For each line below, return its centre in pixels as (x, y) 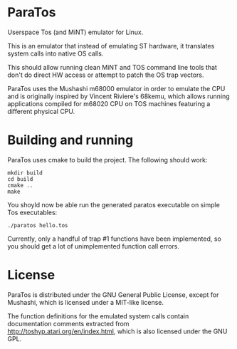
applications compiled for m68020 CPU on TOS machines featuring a (109, 103)
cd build (20, 179)
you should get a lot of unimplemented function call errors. (94, 246)
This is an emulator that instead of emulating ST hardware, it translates (111, 46)
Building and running (70, 140)
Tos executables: (32, 212)
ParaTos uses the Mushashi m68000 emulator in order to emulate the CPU (116, 88)
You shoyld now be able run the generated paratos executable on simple (114, 204)
